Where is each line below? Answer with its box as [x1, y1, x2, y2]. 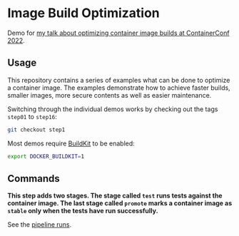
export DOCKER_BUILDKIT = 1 [7, 153, 84, 160]
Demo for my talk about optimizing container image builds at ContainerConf [7, 29, 230, 37]
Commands [7, 173, 61, 185]
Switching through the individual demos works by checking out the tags [7, 105, 218, 113]
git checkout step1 [7, 126, 66, 133]
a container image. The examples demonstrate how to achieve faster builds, [7, 83, 230, 92]
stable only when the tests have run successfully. [7, 207, 158, 215]
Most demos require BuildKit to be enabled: [7, 139, 136, 148]
